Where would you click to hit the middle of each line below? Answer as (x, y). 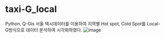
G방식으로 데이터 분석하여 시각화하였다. (44, 30)
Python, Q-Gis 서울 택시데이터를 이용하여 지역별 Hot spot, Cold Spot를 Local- (83, 23)
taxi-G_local (31, 9)
